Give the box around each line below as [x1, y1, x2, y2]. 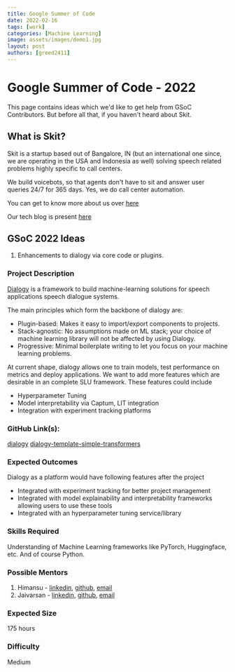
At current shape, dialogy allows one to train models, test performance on [7, 363, 220, 371]
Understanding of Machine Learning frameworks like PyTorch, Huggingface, [7, 542, 227, 551]
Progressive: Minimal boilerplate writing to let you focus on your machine [17, 342, 228, 350]
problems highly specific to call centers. [7, 164, 122, 173]
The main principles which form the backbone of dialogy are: [7, 306, 183, 314]
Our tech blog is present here [7, 212, 92, 221]
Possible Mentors [7, 567, 69, 577]
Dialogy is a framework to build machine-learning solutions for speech [7, 285, 210, 293]
